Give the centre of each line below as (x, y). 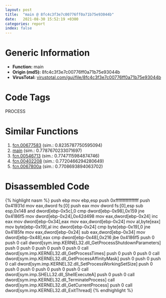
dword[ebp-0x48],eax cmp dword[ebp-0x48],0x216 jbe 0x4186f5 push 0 (80, 237)
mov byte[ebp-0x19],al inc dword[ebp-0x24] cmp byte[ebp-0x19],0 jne (78, 227)
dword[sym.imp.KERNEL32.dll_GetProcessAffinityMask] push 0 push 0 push (83, 258)
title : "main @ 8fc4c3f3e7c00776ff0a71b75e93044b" (59, 14)
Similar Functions (42, 131)
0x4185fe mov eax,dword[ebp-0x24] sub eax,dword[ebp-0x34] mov (75, 232)
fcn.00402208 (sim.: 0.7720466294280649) (58, 161)
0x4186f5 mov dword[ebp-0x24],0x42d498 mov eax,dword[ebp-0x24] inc (82, 216)
